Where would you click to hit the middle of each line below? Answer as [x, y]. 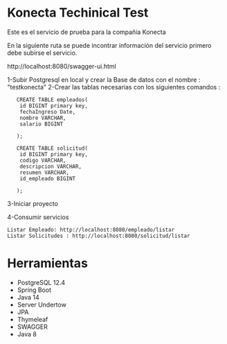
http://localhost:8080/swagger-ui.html [62, 66]
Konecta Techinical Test [78, 13]
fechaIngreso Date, [48, 112]
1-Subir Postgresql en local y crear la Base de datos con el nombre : [104, 79]
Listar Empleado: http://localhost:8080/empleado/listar [91, 230]
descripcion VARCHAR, [51, 166]
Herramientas [48, 263]
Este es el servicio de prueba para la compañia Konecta [87, 32]
